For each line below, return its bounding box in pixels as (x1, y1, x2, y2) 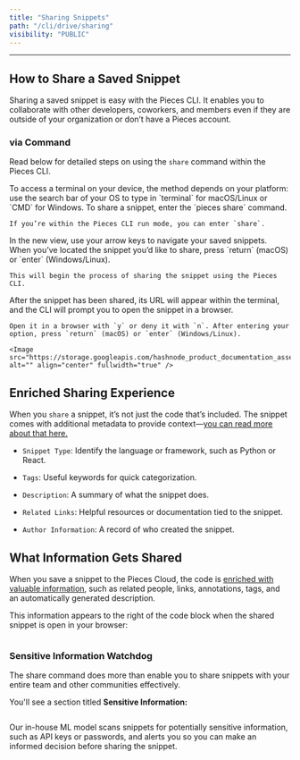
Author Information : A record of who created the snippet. (21, 524, 235, 535)
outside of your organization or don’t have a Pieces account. (9, 114, 232, 125)
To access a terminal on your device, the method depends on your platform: (9, 183, 288, 194)
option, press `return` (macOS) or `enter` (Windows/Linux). (9, 330, 242, 339)
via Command (9, 136, 71, 148)
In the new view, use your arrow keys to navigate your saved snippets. (9, 235, 268, 246)
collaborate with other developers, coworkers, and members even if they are (9, 105, 291, 115)
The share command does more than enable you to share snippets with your (9, 670, 290, 680)
